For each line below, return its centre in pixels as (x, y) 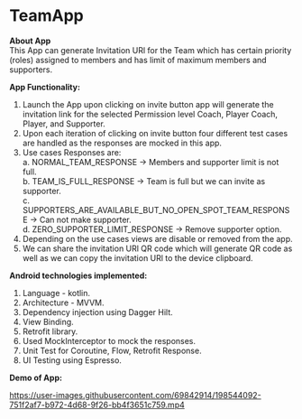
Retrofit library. (50, 331)
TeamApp (46, 16)
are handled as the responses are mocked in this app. (122, 143)
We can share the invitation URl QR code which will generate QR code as (157, 248)
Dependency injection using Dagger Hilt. (97, 312)
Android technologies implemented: (78, 275)
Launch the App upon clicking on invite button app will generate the (148, 104)
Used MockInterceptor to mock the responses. (109, 340)
